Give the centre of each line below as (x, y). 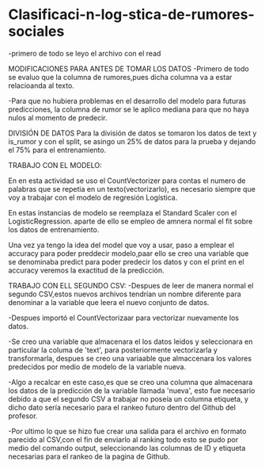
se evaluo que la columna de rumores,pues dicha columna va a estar (120, 77)
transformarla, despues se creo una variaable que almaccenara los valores (130, 358)
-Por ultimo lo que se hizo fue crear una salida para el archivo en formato (127, 431)
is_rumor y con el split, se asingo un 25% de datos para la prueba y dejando (132, 141)
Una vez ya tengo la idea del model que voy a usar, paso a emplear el (121, 245)
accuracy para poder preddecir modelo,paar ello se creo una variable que (129, 253)
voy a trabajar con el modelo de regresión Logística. (93, 197)
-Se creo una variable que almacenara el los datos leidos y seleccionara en (131, 341)
